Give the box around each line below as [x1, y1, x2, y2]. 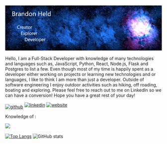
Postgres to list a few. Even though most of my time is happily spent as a [5, 66, 154, 72]
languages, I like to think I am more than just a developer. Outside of [5, 76, 144, 82]
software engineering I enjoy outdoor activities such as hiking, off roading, [5, 82, 158, 88]
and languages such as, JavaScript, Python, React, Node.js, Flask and [5, 61, 148, 67]
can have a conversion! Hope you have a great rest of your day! [5, 92, 136, 98]
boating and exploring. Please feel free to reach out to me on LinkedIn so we [5, 87, 162, 93]
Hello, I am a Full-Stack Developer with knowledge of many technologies [5, 56, 154, 62]
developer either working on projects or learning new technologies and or [5, 72, 156, 77]
